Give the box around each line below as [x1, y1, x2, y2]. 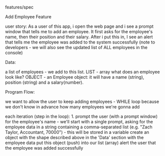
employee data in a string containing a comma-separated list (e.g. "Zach [5, 124, 153, 130]
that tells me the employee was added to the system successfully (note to [5, 39, 156, 45]
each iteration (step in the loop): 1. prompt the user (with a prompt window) [5, 113, 158, 119]
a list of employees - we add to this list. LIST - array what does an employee [5, 69, 160, 75]
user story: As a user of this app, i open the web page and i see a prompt [5, 23, 154, 29]
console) [5, 50, 23, 55]
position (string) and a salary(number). [5, 79, 84, 85]
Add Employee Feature [5, 14, 52, 19]
